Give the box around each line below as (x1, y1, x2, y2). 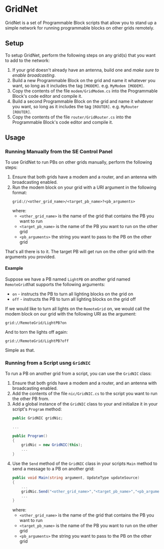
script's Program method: (12, 406, 62, 412)
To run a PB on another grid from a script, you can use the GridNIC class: (5, 370, 152, 376)
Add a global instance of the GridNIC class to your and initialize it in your (12, 401, 158, 406)
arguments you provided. (5, 254, 56, 260)
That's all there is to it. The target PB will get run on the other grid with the (5, 249, 155, 255)
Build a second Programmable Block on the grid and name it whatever (12, 98, 153, 104)
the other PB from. (12, 396, 50, 402)
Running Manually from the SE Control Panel (5, 148, 113, 155)
